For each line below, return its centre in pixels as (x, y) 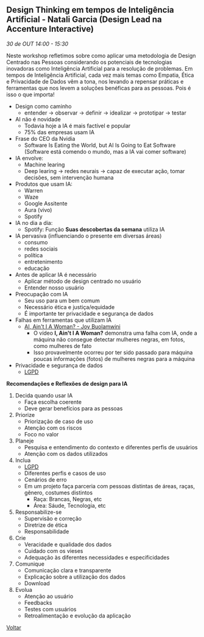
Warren (33, 190)
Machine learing (44, 165)
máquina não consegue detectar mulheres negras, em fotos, (109, 339)
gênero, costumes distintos (58, 493)
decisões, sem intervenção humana (69, 177)
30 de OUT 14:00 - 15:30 (37, 44)
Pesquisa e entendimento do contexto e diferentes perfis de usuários (111, 447)
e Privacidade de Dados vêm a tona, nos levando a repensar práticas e (95, 81)
